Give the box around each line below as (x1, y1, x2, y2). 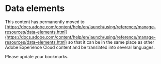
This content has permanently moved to (5, 19, 85, 25)
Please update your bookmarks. (5, 53, 69, 59)
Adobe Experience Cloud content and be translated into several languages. (5, 44, 155, 50)
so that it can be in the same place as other (68, 39, 154, 45)
